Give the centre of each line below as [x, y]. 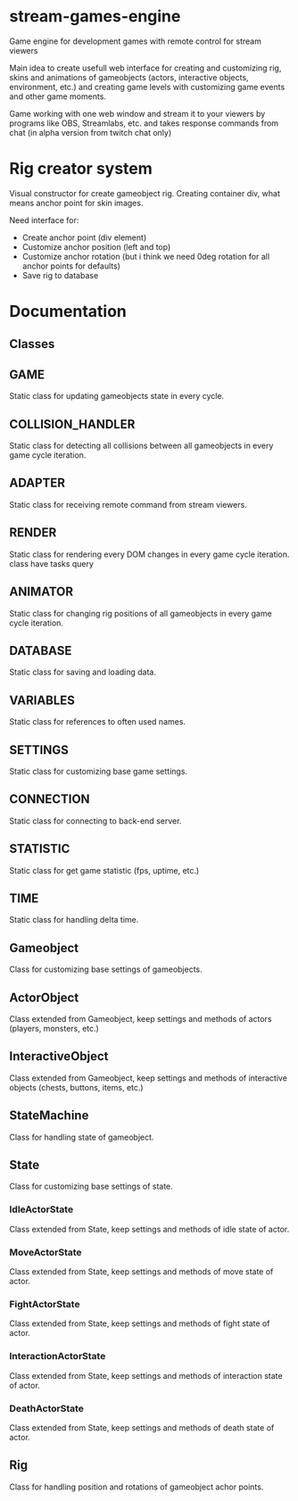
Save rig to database [60, 275]
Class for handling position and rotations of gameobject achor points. [137, 1487]
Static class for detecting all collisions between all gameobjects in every [141, 446]
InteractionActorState [58, 1356]
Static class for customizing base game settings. [99, 771]
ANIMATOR [41, 592]
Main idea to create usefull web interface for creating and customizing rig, [145, 68]
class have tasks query [51, 563]
